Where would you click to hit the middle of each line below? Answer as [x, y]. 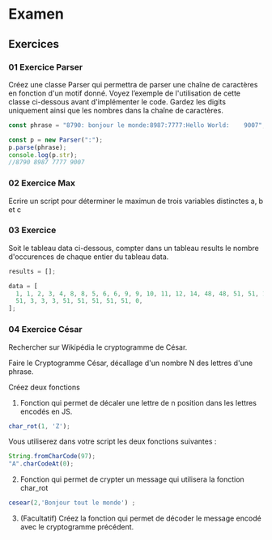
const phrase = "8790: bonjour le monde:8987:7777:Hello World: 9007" [136, 125]
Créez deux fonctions [45, 387]
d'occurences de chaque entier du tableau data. [89, 257]
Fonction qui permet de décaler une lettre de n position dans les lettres [138, 402]
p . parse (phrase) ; [38, 147]
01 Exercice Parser [46, 67]
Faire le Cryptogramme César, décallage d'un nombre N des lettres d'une [131, 363]
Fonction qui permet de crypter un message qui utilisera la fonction [132, 479]
